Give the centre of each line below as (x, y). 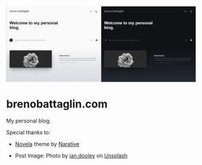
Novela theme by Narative (47, 144)
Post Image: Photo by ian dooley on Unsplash (71, 156)
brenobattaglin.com (57, 104)
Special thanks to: (29, 133)
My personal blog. (29, 121)
